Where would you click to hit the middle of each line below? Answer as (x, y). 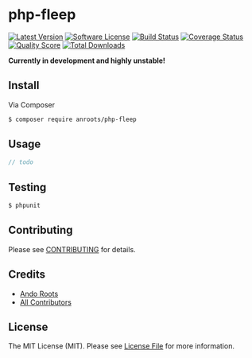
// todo (21, 162)
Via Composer (32, 104)
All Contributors (45, 302)
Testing (27, 187)
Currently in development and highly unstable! (87, 60)
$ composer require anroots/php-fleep (72, 119)
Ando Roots (39, 294)
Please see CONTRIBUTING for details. (72, 249)
